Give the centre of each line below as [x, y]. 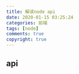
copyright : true [26, 39]
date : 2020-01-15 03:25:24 [40, 17]
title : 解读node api [31, 12]
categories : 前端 [27, 23]
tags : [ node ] [22, 28]
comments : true [25, 34]
